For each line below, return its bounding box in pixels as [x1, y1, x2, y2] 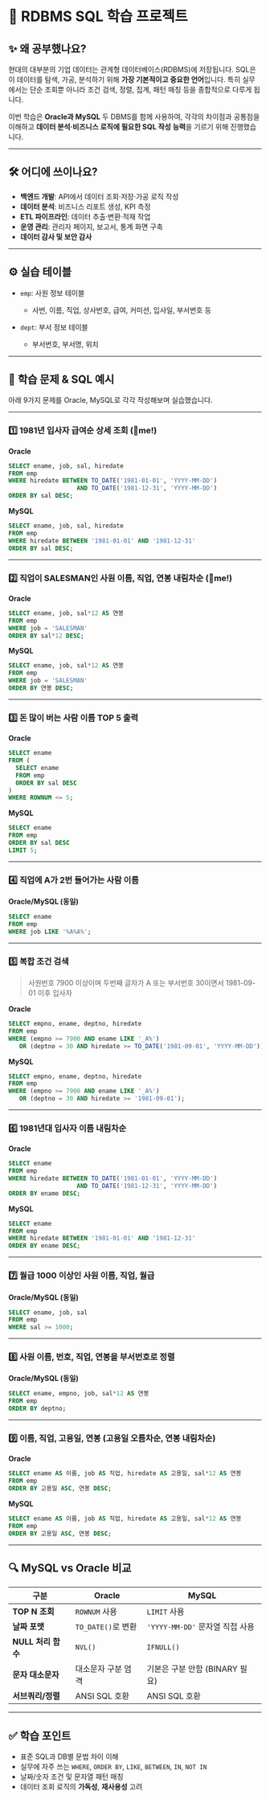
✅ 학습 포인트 [8, 1729, 72, 1743]
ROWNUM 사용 [75, 1606, 118, 1617]
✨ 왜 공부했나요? [8, 42, 87, 55]
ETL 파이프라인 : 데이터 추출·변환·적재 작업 [19, 211, 151, 221]
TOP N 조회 [12, 1606, 55, 1617]
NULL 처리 [12, 1637, 51, 1648]
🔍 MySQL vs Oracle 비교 [8, 1561, 132, 1575]
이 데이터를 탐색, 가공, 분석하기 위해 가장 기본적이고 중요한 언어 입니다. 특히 [8, 75, 241, 84]
